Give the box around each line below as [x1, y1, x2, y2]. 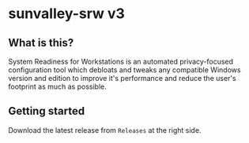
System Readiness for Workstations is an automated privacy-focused [8, 57, 234, 66]
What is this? [8, 36, 74, 49]
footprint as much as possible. [8, 82, 107, 91]
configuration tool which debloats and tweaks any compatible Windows [8, 65, 241, 75]
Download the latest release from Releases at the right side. [8, 125, 202, 134]
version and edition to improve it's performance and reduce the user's [8, 74, 236, 82]
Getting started [8, 104, 85, 118]
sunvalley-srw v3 [8, 5, 125, 23]
